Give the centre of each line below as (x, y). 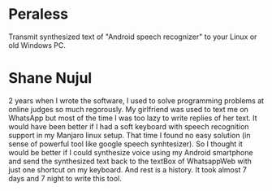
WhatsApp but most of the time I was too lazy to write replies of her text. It (133, 118)
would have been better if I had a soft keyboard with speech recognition (129, 126)
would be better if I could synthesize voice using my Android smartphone (131, 152)
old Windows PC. (37, 45)
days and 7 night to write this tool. (65, 178)
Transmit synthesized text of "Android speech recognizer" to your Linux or (133, 37)
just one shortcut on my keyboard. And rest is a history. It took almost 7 (128, 169)
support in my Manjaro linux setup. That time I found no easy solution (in (130, 135)
